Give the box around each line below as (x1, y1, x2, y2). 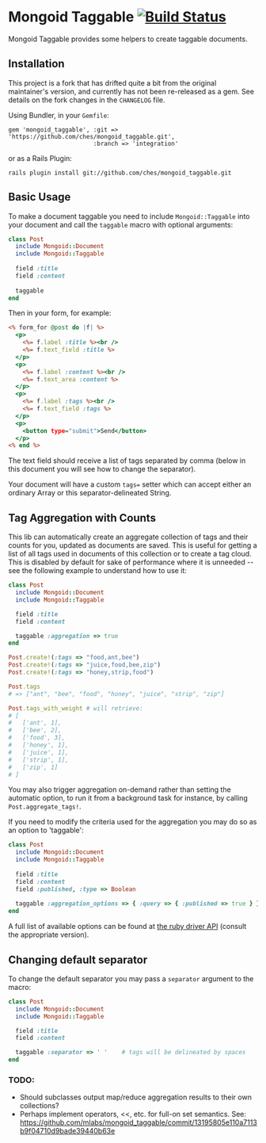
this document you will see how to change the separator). (8, 464, 196, 474)
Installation (8, 57, 65, 71)
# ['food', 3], (8, 734, 66, 742)
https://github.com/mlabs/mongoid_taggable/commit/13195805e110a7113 (19, 1118, 257, 1127)
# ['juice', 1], (8, 748, 69, 756)
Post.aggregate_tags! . (8, 801, 82, 812)
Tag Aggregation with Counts (8, 511, 157, 525)
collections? (19, 1101, 59, 1111)
